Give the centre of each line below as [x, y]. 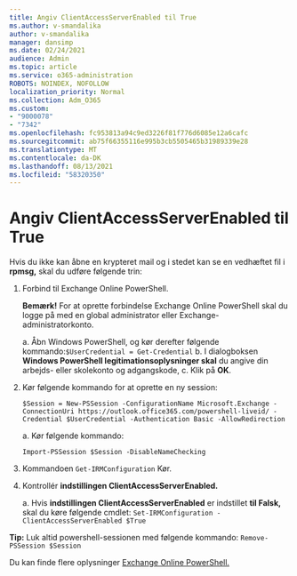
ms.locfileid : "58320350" [57, 174]
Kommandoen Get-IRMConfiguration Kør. [96, 468]
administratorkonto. [58, 324]
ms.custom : [29, 108]
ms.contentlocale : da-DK [55, 158]
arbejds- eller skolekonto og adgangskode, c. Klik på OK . [127, 371]
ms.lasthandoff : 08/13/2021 [61, 166]
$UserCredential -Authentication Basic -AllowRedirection [176, 420]
